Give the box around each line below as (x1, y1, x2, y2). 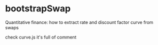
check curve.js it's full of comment (5, 34, 76, 40)
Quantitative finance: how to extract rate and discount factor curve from (5, 19, 153, 25)
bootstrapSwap (5, 3, 71, 14)
